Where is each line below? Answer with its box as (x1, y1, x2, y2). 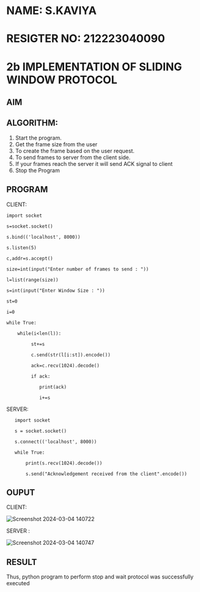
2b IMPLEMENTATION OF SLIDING (6, 59, 182, 73)
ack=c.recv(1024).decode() (31, 362, 100, 369)
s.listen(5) (6, 244, 37, 251)
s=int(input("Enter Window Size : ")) (6, 287, 105, 294)
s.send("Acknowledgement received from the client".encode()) (25, 471, 188, 477)
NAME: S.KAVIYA (6, 4, 97, 18)
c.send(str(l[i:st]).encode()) (31, 351, 111, 358)
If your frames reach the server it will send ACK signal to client (15, 160, 173, 167)
